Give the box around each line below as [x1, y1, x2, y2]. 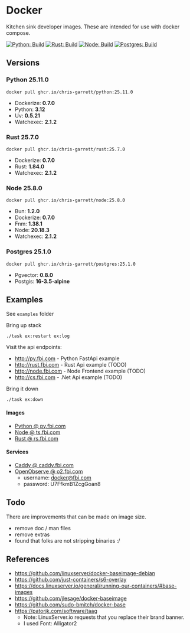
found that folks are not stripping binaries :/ [14, 537, 120, 544]
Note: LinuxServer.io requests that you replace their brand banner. [23, 614, 185, 621]
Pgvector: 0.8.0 [14, 271, 53, 278]
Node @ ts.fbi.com [14, 429, 61, 436]
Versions [6, 58, 40, 68]
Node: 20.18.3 [14, 227, 50, 234]
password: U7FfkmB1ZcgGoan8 [23, 480, 101, 487]
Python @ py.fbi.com [14, 422, 66, 429]
